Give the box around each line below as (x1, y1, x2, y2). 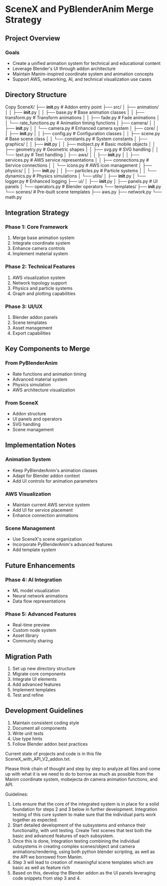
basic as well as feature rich (12, 865, 70, 871)
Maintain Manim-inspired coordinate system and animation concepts (12, 71, 154, 77)
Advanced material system (12, 376, 67, 382)
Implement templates (12, 687, 56, 693)
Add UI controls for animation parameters (12, 478, 98, 484)
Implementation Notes (5, 441, 76, 450)
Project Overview (5, 34, 60, 42)
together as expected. (12, 817, 58, 823)
